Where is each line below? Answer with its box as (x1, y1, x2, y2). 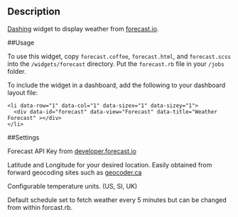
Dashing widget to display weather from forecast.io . (7, 24, 159, 33)
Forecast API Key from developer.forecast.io (7, 147, 137, 155)
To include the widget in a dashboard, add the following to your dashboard (7, 81, 226, 89)
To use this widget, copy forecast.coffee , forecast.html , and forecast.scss (7, 52, 231, 60)
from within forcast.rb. (7, 203, 73, 211)
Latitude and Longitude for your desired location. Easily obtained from (7, 160, 212, 169)
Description (7, 6, 60, 18)
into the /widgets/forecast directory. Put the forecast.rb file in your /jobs (7, 60, 225, 68)
